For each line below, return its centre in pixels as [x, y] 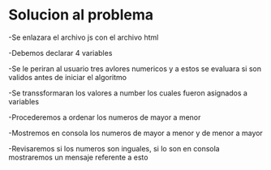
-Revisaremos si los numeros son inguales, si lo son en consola [114, 148]
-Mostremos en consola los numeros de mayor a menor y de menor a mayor [136, 133]
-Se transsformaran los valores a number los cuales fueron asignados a [128, 93]
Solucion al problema [81, 15]
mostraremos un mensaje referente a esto [78, 157]
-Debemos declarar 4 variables [60, 53]
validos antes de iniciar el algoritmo [68, 77]
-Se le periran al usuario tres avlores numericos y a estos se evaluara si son [135, 68]
